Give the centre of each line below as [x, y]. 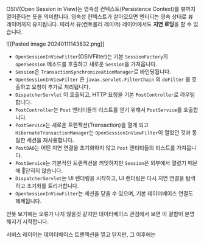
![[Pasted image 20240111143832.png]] [55, 44]
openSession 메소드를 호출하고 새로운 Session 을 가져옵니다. [86, 64]
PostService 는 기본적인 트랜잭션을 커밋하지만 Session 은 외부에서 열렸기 [101, 163]
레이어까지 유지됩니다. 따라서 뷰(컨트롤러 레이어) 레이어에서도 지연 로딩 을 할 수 [99, 24]
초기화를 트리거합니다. [53, 186]
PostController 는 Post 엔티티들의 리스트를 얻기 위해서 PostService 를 [99, 110]
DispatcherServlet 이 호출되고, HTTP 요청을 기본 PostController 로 [97, 94]
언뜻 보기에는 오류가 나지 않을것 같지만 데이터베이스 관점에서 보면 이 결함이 [95, 214]
